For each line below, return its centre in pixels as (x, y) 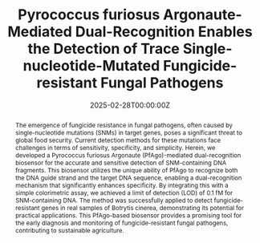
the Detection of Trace (104, 49)
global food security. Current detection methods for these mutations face (118, 140)
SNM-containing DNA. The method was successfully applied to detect (114, 200)
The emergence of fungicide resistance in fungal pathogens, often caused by (124, 125)
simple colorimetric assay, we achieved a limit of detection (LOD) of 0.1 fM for (124, 193)
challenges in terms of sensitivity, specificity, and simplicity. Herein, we (115, 147)
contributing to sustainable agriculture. (70, 230)
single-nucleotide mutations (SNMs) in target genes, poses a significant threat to (128, 133)
